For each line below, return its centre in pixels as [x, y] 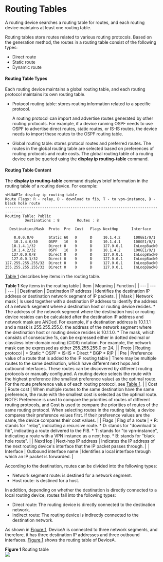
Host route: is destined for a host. [45, 481]
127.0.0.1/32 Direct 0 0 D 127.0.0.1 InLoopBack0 [85, 259]
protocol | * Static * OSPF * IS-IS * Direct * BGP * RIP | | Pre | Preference [79, 353]
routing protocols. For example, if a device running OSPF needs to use [82, 124]
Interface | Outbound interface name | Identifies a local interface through [78, 451]
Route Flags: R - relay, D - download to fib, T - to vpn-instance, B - [80, 199]
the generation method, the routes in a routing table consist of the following [81, 42]
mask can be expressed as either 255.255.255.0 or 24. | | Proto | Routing [78, 348]
